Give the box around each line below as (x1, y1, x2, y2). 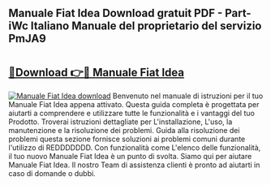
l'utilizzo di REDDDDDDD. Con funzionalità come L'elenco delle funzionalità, (8, 143, 261, 153)
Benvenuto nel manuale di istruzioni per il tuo (112, 91, 264, 101)
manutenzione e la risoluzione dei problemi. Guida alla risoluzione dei (8, 126, 240, 135)
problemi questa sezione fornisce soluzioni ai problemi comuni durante (8, 134, 246, 144)
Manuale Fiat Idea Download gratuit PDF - (8, 6, 223, 20)
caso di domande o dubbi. (8, 169, 96, 178)
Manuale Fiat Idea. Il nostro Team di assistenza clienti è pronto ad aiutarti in (8, 160, 260, 170)
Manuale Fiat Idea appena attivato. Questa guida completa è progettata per (8, 100, 260, 109)
